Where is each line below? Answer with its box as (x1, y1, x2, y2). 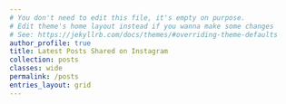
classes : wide (9, 64, 64, 73)
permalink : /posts (9, 72, 79, 81)
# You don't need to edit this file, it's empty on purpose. (9, 13, 246, 23)
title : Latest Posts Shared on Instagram (9, 47, 169, 56)
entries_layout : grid (9, 80, 92, 90)
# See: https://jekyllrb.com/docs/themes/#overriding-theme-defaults (9, 30, 279, 39)
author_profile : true (9, 38, 92, 48)
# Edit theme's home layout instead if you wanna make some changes (9, 22, 274, 31)
